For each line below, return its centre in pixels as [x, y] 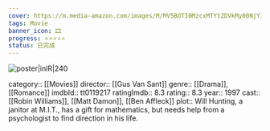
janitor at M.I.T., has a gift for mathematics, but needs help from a [117, 110]
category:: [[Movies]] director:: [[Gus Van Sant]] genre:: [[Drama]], [119, 84]
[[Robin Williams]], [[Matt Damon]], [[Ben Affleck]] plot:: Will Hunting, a [126, 101]
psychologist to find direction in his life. [74, 118]
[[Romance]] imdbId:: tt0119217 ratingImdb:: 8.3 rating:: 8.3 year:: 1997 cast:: [135, 92]
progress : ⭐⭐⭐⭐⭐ [37, 38]
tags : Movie [28, 23]
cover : [19, 16]
